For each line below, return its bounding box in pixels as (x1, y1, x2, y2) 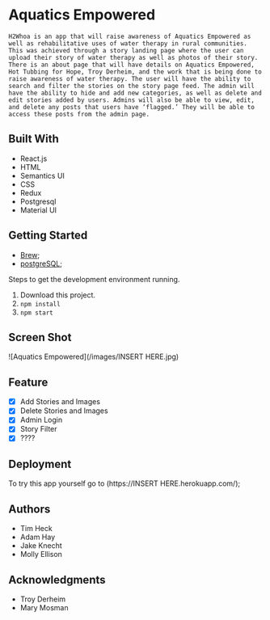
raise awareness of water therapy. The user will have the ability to (8, 74, 251, 82)
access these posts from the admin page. (8, 110, 150, 118)
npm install (19, 300, 61, 308)
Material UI (19, 205, 57, 215)
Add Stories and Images (19, 397, 101, 407)
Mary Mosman (19, 602, 69, 612)
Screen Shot (8, 330, 72, 344)
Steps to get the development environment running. (8, 274, 180, 284)
